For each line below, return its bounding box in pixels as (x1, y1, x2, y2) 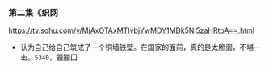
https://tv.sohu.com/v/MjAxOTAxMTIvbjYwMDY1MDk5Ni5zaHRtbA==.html (8, 26, 255, 35)
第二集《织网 (8, 6, 59, 18)
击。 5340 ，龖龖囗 (19, 52, 78, 62)
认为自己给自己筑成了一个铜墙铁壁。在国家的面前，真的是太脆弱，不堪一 (19, 43, 261, 52)
